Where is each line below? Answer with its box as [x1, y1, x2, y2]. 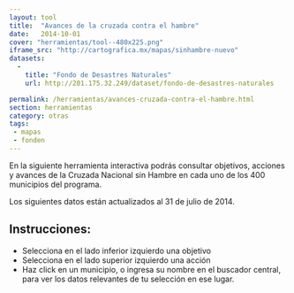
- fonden [12, 136, 46, 145]
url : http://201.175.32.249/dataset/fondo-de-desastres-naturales [25, 79, 275, 88]
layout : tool [9, 12, 57, 22]
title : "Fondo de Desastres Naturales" [25, 71, 172, 80]
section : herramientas [9, 103, 93, 112]
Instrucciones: [9, 222, 91, 237]
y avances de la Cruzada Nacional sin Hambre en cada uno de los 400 [9, 169, 266, 180]
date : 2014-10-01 [9, 29, 81, 38]
